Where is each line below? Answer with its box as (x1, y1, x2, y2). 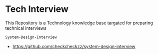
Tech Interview (5, 3, 68, 15)
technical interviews (5, 25, 46, 31)
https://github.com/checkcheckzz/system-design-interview (12, 43, 136, 49)
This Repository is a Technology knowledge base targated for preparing (5, 20, 153, 26)
